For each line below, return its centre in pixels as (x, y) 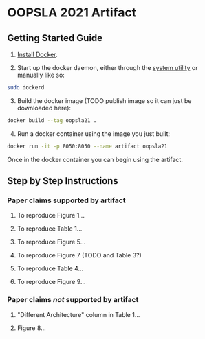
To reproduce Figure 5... (51, 242)
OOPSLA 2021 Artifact (72, 13)
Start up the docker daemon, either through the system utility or (107, 68)
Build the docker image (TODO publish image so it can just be (104, 100)
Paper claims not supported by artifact (73, 300)
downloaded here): (44, 108)
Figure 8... (31, 328)
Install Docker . (37, 54)
